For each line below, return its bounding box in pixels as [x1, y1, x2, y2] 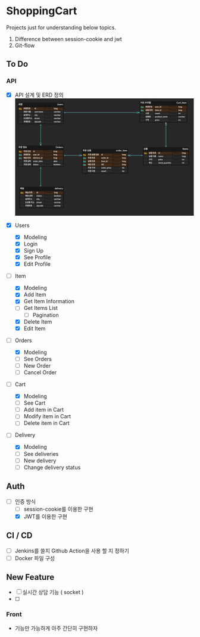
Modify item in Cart [23, 413, 71, 420]
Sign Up [23, 247, 43, 254]
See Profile [23, 254, 51, 261]
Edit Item [23, 325, 46, 332]
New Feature [6, 572, 55, 582]
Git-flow [14, 42, 35, 49]
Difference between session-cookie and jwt [14, 35, 122, 42]
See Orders [23, 355, 52, 362]
